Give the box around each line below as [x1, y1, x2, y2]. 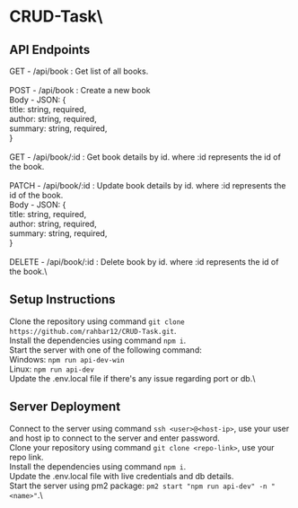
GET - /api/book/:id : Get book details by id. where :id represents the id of [9, 152, 281, 162]
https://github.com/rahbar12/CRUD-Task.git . [9, 325, 177, 336]
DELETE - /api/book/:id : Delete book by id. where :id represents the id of [9, 257, 279, 267]
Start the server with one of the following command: [9, 344, 202, 355]
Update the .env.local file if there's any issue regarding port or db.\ [9, 372, 256, 383]
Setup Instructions [9, 292, 116, 307]
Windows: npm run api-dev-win [9, 354, 126, 364]
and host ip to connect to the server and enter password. [9, 433, 220, 443]
